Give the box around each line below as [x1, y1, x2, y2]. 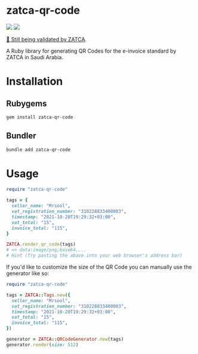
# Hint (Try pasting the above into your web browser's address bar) [6, 252, 183, 259]
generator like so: [6, 270, 49, 277]
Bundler [6, 131, 37, 141]
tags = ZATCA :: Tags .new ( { [6, 292, 70, 298]
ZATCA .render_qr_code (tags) [6, 242, 76, 248]
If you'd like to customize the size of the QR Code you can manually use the [6, 264, 192, 271]
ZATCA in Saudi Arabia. [6, 53, 64, 60]
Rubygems [6, 98, 47, 108]
